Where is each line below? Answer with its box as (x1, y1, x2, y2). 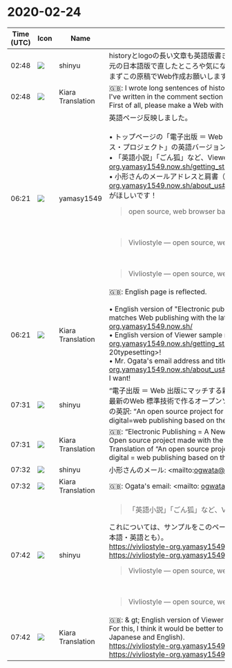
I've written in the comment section (108, 91, 223, 101)
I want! (108, 373, 131, 383)
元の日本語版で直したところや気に (108, 61, 220, 70)
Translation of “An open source (108, 443, 209, 453)
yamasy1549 (58, 193, 102, 203)
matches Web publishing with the (108, 312, 217, 322)
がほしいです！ (108, 191, 157, 200)
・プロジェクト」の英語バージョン (115, 142, 226, 152)
